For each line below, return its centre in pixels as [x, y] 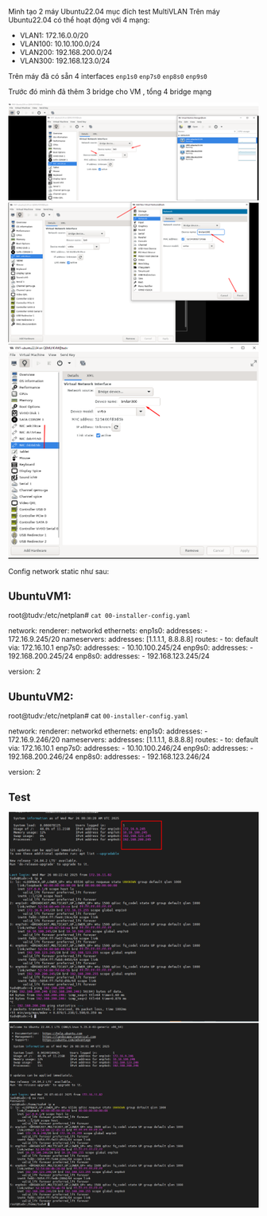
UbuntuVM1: [40, 596]
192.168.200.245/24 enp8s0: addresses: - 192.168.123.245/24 [109, 656]
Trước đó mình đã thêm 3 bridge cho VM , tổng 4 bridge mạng [110, 92]
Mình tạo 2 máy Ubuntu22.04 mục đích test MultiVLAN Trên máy [114, 12]
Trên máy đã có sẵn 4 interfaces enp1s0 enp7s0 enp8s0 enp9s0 [108, 76]
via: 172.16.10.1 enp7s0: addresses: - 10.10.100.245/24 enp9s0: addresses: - [131, 647]
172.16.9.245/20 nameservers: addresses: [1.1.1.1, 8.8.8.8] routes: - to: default [133, 639]
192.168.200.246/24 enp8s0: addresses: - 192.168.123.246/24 [109, 757]
